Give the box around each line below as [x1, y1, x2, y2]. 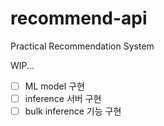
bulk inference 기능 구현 [24, 105, 122, 117]
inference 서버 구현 [24, 93, 102, 104]
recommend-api [10, 7, 148, 30]
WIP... [10, 59, 35, 71]
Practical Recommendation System [10, 40, 155, 52]
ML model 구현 [24, 80, 85, 92]
